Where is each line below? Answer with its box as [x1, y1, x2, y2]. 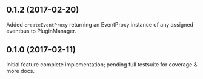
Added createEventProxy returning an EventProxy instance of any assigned [6, 21, 194, 28]
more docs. [6, 67, 35, 74]
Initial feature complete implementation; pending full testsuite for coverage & [6, 60, 198, 68]
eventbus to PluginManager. [6, 27, 77, 34]
